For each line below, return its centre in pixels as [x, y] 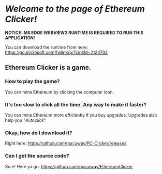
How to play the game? [32, 81]
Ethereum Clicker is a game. [48, 68]
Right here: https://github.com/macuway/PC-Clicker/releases [66, 143]
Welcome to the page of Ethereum [75, 9]
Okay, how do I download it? [39, 133]
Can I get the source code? [37, 156]
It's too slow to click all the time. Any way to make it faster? [76, 104]
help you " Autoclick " [25, 120]
